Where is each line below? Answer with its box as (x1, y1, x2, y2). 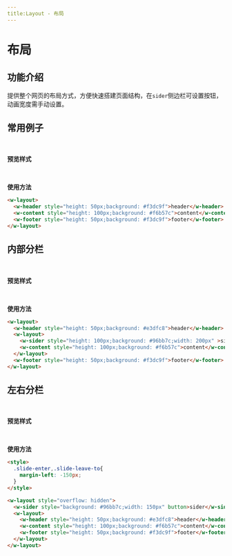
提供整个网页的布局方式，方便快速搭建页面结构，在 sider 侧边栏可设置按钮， (7, 91, 222, 99)
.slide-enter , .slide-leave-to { (13, 466, 104, 472)
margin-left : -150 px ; (19, 472, 81, 479)
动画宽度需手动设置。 (7, 99, 68, 108)
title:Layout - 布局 (7, 10, 64, 17)
